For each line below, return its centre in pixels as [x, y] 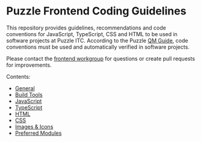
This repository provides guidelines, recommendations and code [86, 28]
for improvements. [29, 65]
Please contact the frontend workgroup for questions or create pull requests [101, 58]
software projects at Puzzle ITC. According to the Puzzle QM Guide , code [97, 40]
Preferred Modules [38, 133]
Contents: [18, 76]
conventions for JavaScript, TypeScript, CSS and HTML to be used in [92, 34]
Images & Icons [34, 126]
